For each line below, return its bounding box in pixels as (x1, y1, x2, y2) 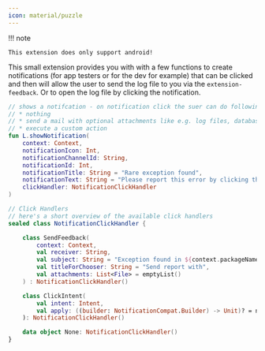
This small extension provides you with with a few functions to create (8, 62, 233, 72)
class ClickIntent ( (22, 292, 87, 300)
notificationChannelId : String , (22, 154, 129, 162)
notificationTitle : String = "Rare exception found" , (22, 169, 203, 177)
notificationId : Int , (22, 161, 93, 170)
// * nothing (8, 110, 51, 118)
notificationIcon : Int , (22, 147, 101, 155)
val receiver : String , (36, 248, 111, 256)
